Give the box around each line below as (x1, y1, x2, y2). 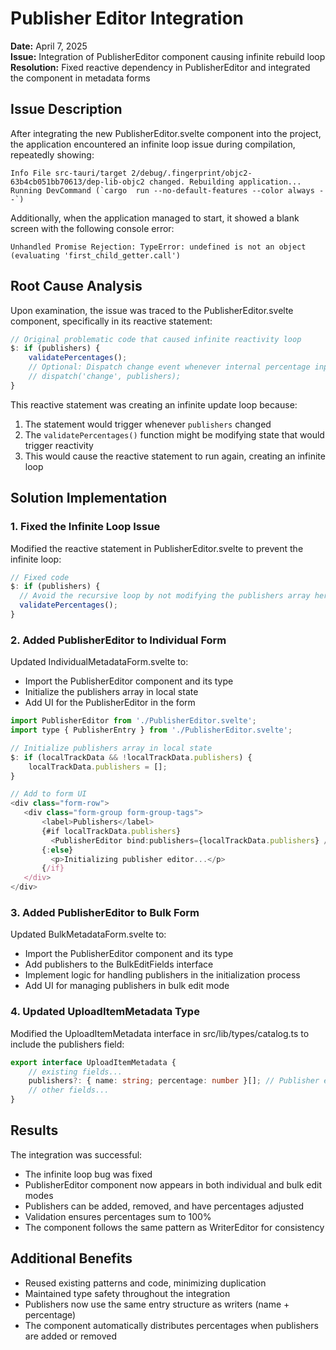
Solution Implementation (10, 490, 168, 507)
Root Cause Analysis (10, 278, 143, 295)
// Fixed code (10, 572, 70, 582)
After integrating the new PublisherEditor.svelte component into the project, (10, 127, 322, 139)
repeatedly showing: (10, 148, 95, 161)
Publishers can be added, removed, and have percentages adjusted (24, 1200, 305, 1212)
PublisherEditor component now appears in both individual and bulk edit (24, 1178, 323, 1191)
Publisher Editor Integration (10, 7, 245, 30)
